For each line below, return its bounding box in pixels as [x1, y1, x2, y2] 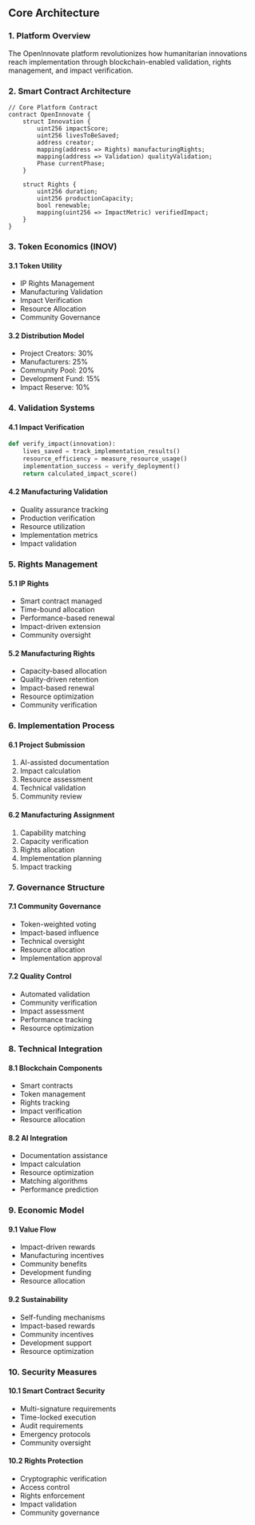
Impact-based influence [19, 927, 99, 938]
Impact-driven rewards [19, 1242, 96, 1252]
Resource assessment [19, 774, 94, 784]
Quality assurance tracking [19, 505, 110, 515]
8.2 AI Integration [8, 1133, 68, 1142]
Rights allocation [19, 845, 75, 854]
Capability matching [19, 827, 86, 838]
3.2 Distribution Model [8, 331, 85, 340]
